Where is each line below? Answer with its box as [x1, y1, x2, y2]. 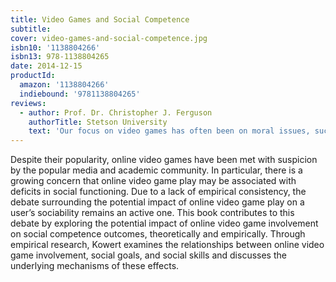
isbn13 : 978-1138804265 [10, 52, 110, 62]
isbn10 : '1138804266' [10, 42, 101, 53]
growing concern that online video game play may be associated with [10, 175, 297, 187]
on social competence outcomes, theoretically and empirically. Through [10, 228, 306, 240]
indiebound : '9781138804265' [19, 89, 141, 99]
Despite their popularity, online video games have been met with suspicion [10, 154, 318, 166]
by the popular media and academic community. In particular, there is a [10, 164, 303, 176]
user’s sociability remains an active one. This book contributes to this [10, 207, 295, 219]
